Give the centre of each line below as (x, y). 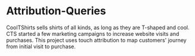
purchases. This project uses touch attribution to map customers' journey (96, 40)
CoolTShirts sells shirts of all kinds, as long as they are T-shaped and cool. (98, 27)
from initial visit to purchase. (41, 46)
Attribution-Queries (56, 11)
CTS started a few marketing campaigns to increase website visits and (93, 33)
